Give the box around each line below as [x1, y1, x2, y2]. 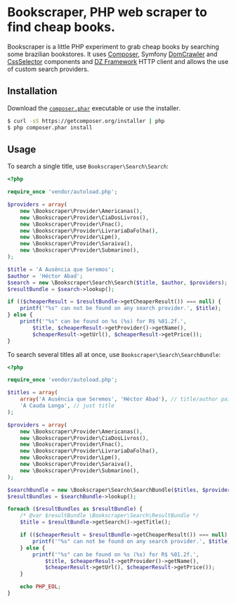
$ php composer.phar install [7, 124, 93, 131]
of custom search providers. [7, 65, 89, 73]
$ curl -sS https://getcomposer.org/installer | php [7, 117, 165, 124]
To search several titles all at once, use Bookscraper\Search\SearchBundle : [7, 350, 221, 358]
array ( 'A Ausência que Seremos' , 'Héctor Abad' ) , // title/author [20, 396, 218, 403]
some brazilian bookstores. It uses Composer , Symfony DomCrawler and [7, 50, 218, 58]
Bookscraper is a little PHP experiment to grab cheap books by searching [7, 42, 220, 51]
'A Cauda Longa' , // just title [20, 402, 114, 410]
